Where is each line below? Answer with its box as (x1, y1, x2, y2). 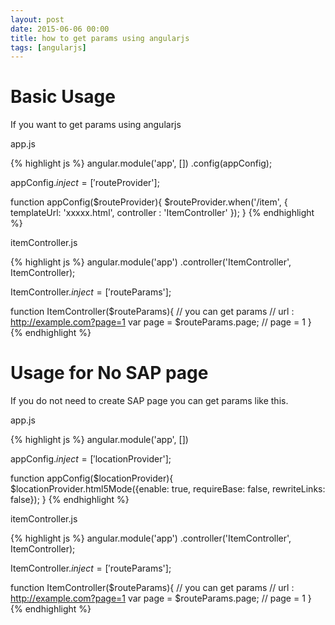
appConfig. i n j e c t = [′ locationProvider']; (10, 453, 172, 465)
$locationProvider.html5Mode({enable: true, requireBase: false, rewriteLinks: (10, 483, 326, 495)
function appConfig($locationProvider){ (10, 472, 174, 485)
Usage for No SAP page (10, 362, 209, 385)
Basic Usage (10, 86, 116, 108)
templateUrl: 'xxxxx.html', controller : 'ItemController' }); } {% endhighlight (10, 207, 315, 219)
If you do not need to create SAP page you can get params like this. (10, 395, 289, 407)
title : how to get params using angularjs (10, 33, 190, 43)
